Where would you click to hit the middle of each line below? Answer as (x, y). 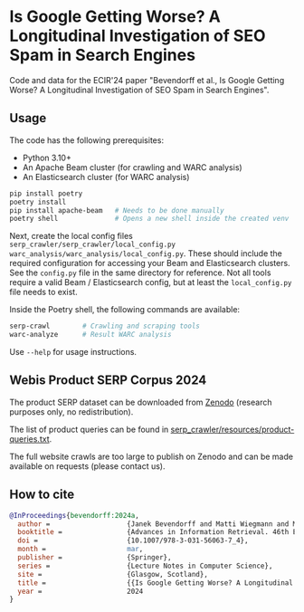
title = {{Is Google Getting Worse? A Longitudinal (156, 583)
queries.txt (29, 439)
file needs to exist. (44, 292)
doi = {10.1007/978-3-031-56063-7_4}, (133, 540)
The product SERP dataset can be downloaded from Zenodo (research (141, 402)
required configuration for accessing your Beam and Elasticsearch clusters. (150, 263)
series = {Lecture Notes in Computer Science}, (145, 566)
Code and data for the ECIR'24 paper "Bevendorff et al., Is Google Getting (147, 80)
